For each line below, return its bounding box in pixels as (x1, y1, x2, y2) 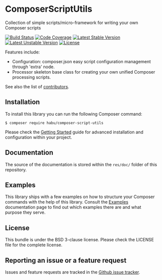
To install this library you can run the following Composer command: (5, 111, 142, 117)
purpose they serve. (5, 209, 46, 215)
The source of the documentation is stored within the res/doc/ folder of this (5, 161, 157, 167)
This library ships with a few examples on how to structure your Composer (5, 194, 155, 200)
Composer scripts (5, 25, 41, 30)
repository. (5, 167, 27, 173)
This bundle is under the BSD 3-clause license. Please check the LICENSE (5, 237, 154, 243)
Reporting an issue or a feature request (5, 256, 127, 264)
